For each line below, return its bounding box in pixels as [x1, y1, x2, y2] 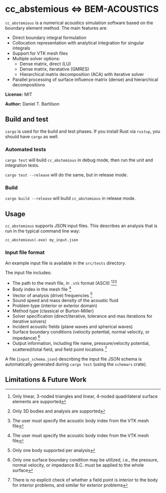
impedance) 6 [12, 334, 41, 341]
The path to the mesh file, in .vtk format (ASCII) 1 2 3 [12, 279, 117, 286]
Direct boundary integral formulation [12, 35, 86, 40]
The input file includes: [5, 270, 52, 276]
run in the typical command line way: [5, 228, 81, 234]
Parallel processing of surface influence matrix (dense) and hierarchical [12, 76, 158, 82]
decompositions [12, 81, 45, 87]
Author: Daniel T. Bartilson [5, 101, 60, 107]
